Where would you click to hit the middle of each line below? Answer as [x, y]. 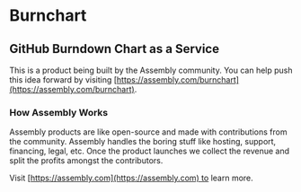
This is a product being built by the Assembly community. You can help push [151, 70]
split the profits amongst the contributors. [86, 161]
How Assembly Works [59, 112]
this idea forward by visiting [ [63, 80]
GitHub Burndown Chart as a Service [115, 49]
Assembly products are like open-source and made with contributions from [148, 132]
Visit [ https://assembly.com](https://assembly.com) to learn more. [131, 178]
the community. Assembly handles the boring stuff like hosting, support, [143, 142]
